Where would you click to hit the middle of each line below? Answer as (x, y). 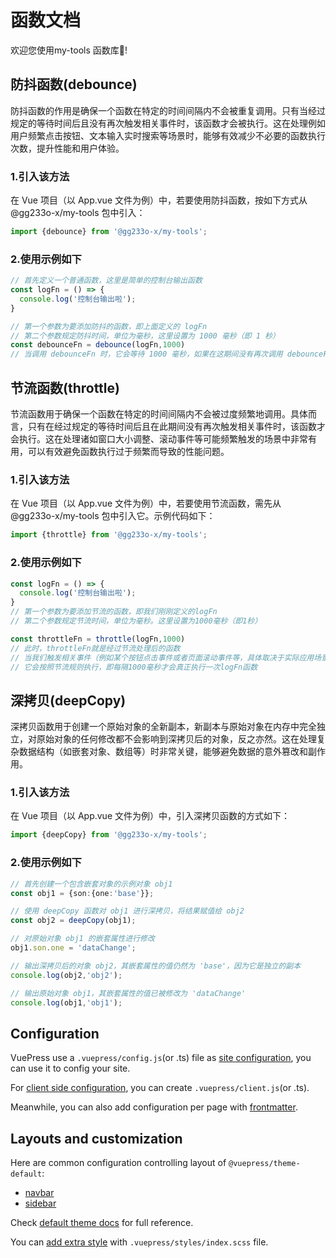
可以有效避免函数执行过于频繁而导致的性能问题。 (128, 452)
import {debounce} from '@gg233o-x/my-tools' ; (109, 232)
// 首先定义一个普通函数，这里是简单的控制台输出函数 (106, 281)
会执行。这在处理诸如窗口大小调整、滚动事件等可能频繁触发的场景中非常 (159, 439)
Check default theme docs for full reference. (102, 1223)
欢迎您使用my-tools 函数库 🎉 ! (69, 50)
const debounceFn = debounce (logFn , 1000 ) (98, 345)
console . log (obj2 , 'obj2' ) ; (66, 975)
